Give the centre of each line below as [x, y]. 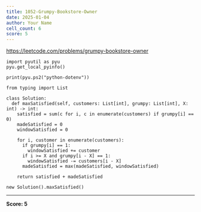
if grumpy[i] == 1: [46, 146]
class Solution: [26, 99]
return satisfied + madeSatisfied [60, 177]
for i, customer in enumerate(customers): [71, 140]
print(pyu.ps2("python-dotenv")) [48, 78]
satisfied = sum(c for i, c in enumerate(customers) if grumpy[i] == [106, 114]
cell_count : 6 [24, 28]
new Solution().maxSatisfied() [45, 188]
